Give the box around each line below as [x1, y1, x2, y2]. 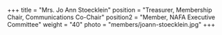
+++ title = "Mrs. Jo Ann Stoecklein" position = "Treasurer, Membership [7, 6, 212, 14]
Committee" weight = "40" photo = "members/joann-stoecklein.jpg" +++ [7, 21, 216, 28]
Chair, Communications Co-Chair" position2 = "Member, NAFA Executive [7, 13, 216, 21]
